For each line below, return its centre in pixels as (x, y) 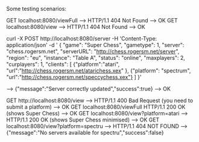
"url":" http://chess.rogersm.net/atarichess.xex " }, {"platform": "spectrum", (99, 71)
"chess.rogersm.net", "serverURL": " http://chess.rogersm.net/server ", (93, 51)
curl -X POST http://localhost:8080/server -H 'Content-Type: (82, 38)
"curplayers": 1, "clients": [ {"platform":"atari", (63, 64)
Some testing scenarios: (36, 9)
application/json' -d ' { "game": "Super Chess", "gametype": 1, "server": (95, 45)
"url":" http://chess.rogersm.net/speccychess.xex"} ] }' (74, 77)
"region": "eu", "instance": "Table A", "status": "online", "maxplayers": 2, (96, 58)
